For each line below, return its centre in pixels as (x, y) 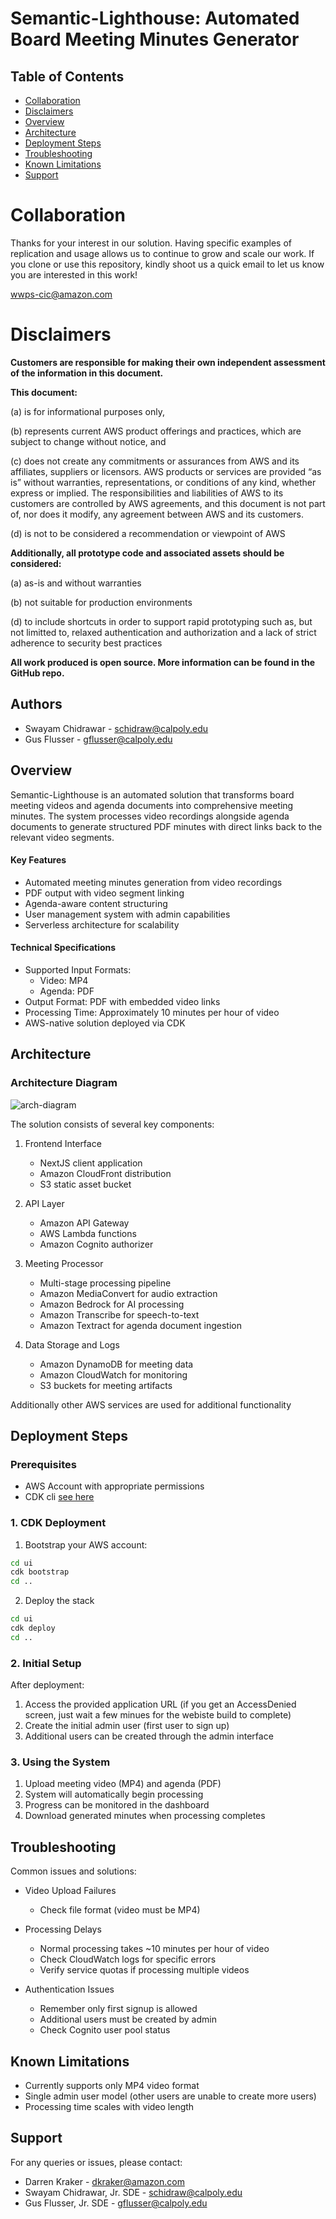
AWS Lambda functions (88, 1233)
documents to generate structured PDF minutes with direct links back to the (166, 826)
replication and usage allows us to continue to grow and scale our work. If (162, 253)
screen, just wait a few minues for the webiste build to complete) (158, 1715)
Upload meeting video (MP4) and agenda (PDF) (123, 1784)
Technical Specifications (63, 948)
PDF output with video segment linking (104, 893)
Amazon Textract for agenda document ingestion (140, 1325)
